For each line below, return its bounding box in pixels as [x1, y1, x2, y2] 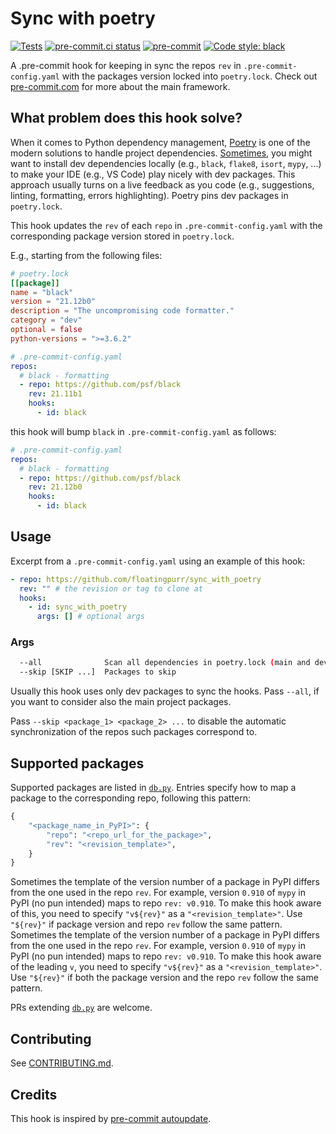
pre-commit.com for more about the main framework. [10, 80, 231, 92]
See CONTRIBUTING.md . [10, 1057, 114, 1069]
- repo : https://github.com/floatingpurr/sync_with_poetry [10, 574, 262, 584]
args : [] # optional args [36, 612, 145, 622]
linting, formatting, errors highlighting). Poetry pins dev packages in [10, 189, 289, 201]
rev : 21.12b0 [28, 482, 83, 492]
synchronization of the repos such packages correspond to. [10, 726, 258, 738]
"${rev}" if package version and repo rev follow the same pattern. [10, 918, 283, 931]
